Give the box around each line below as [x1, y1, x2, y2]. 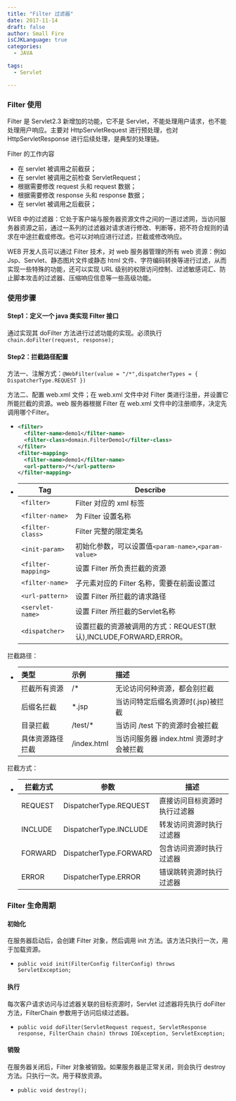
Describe [134, 485, 166, 495]
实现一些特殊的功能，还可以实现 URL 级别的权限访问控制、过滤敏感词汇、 [7, 265, 220, 273]
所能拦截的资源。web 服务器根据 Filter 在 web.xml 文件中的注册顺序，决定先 [7, 399, 228, 408]
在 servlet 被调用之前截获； [17, 164, 97, 173]
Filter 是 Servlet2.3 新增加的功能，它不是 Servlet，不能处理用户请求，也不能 [7, 117, 227, 125]
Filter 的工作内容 [7, 149, 55, 158]
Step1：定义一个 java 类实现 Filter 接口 [7, 311, 119, 321]
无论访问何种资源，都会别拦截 [115, 684, 214, 694]
